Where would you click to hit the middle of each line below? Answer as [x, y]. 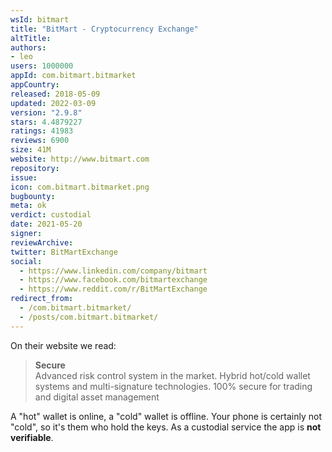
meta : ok [28, 206]
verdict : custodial [51, 215]
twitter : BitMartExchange [64, 252]
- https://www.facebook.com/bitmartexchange [113, 280]
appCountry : [35, 85]
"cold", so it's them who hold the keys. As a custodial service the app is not [166, 427]
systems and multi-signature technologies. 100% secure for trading [173, 386]
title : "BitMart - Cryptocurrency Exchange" [104, 29]
